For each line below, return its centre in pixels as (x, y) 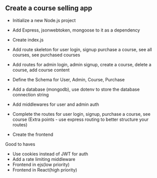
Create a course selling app (49, 8)
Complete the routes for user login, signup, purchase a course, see (81, 114)
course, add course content (41, 70)
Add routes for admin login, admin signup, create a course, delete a (82, 64)
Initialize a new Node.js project (44, 20)
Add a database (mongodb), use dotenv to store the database (76, 89)
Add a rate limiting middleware (44, 159)
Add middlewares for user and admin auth (55, 104)
